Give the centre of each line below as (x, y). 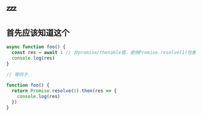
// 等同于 (17, 75)
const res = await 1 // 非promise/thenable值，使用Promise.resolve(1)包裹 (104, 52)
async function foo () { (36, 47)
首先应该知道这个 (38, 33)
